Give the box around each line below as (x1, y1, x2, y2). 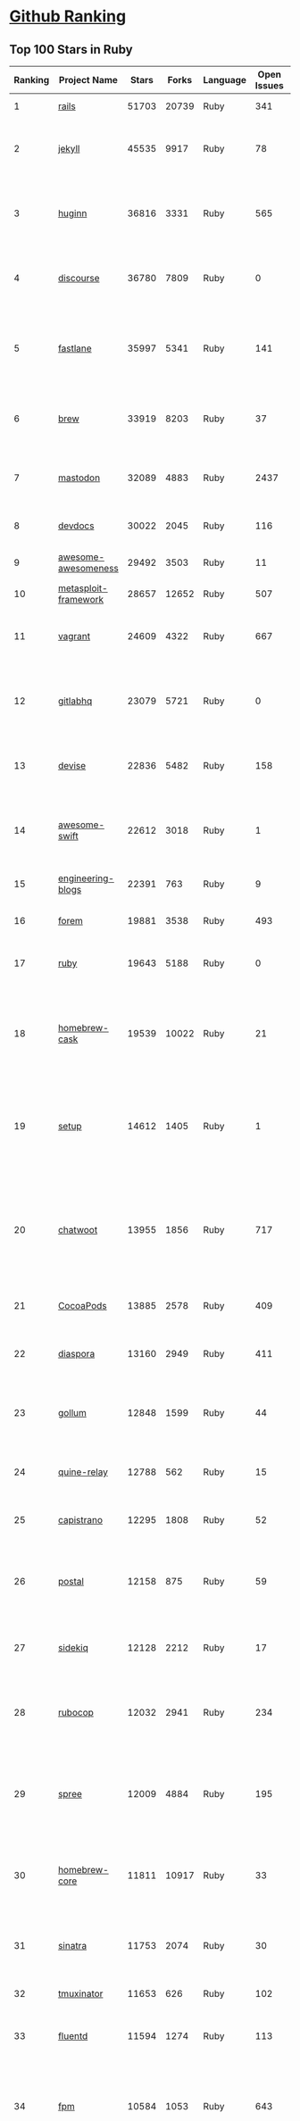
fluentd (57, 2030, 88, 2042)
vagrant (57, 630, 91, 642)
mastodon (57, 471, 101, 484)
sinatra (57, 1940, 87, 1951)
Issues (254, 79, 284, 91)
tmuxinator (57, 1988, 104, 2000)
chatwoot (57, 1224, 98, 1235)
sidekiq (57, 1642, 89, 1653)
